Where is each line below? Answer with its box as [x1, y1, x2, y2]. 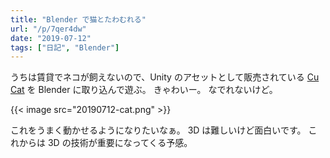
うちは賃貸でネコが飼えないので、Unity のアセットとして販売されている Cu [10, 71, 320, 83]
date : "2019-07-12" [10, 33, 92, 43]
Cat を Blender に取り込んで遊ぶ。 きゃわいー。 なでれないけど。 [10, 84, 278, 96]
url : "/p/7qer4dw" [10, 24, 87, 34]
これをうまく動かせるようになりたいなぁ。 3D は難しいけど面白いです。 [10, 124, 307, 136]
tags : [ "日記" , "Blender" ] [10, 42, 120, 53]
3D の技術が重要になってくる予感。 [47, 137, 193, 149]
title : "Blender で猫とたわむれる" [10, 14, 147, 25]
